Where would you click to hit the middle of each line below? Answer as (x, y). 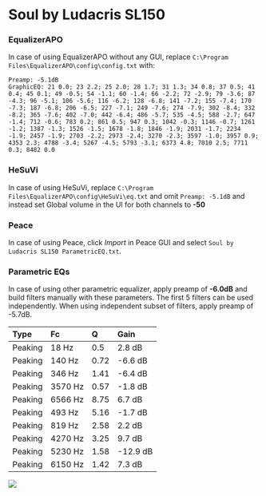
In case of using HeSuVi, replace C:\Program (81, 187)
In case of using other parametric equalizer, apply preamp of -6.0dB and (128, 289)
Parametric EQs (39, 272)
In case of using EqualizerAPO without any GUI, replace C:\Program (119, 57)
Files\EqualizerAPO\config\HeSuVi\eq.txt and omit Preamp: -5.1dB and (127, 196)
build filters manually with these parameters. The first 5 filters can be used (131, 298)
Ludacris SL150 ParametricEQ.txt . (65, 251)
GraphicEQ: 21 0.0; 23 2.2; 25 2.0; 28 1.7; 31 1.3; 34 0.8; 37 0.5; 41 (132, 87)
